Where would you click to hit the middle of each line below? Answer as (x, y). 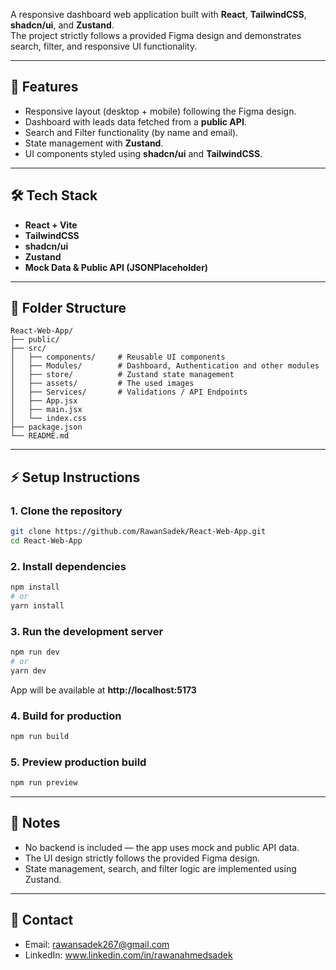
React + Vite (51, 225)
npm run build (40, 737)
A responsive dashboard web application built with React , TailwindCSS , (158, 14)
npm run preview (44, 783)
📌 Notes (35, 823)
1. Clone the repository (66, 511)
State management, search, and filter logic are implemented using (160, 868)
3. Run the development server (87, 631)
